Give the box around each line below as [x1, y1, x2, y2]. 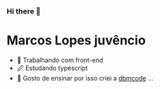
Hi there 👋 [6, 6, 42, 16]
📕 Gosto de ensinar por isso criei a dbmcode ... [16, 73, 154, 82]
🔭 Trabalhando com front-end [16, 56, 104, 64]
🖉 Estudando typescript [16, 64, 88, 72]
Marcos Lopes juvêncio [6, 32, 146, 49]
